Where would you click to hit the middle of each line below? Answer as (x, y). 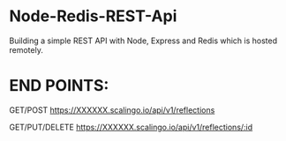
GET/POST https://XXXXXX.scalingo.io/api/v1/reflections (112, 110)
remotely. (26, 49)
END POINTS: (59, 86)
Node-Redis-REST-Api (93, 16)
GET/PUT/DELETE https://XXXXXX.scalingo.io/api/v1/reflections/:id (131, 127)
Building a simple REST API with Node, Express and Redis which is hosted (143, 41)
